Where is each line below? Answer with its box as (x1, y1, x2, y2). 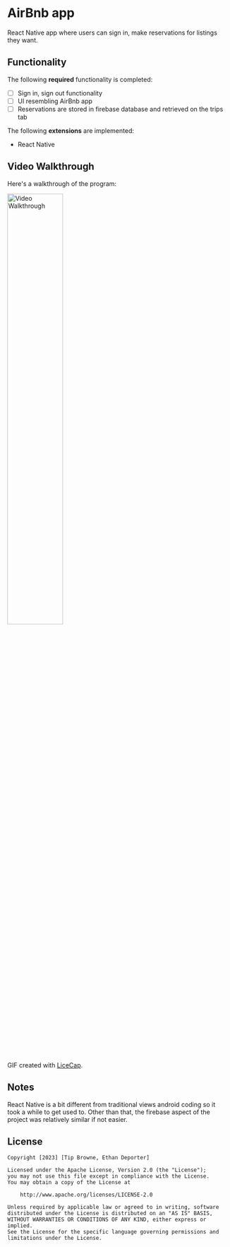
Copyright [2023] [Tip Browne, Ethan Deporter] (7, 1154, 150, 1161)
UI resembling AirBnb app (17, 97, 93, 105)
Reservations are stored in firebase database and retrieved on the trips (17, 105, 224, 113)
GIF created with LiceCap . (7, 1060, 83, 1069)
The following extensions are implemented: (7, 126, 134, 135)
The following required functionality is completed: (7, 75, 153, 83)
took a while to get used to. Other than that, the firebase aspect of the (7, 1108, 210, 1116)
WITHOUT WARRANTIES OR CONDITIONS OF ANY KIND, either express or (7, 1216, 207, 1224)
